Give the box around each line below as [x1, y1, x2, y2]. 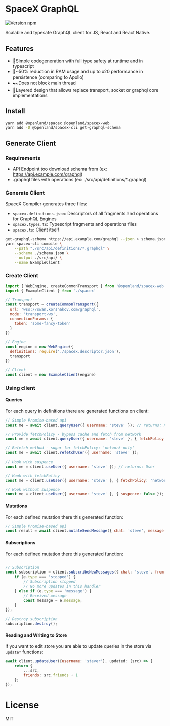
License [5, 699, 39, 711]
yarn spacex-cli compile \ [5, 241, 62, 246]
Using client [5, 384, 35, 391]
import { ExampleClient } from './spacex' [5, 288, 96, 293]
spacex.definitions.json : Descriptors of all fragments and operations [12, 211, 158, 217]
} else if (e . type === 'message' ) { [14, 588, 92, 593]
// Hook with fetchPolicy [5, 473, 60, 478]
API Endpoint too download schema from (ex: [12, 166, 107, 172]
